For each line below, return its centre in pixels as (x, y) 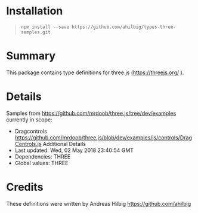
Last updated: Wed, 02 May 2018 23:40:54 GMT (74, 150)
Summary (31, 56)
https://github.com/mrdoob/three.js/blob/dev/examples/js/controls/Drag (103, 137)
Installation (35, 11)
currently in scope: (29, 119)
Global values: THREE (41, 163)
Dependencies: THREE (43, 156)
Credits (25, 187)
